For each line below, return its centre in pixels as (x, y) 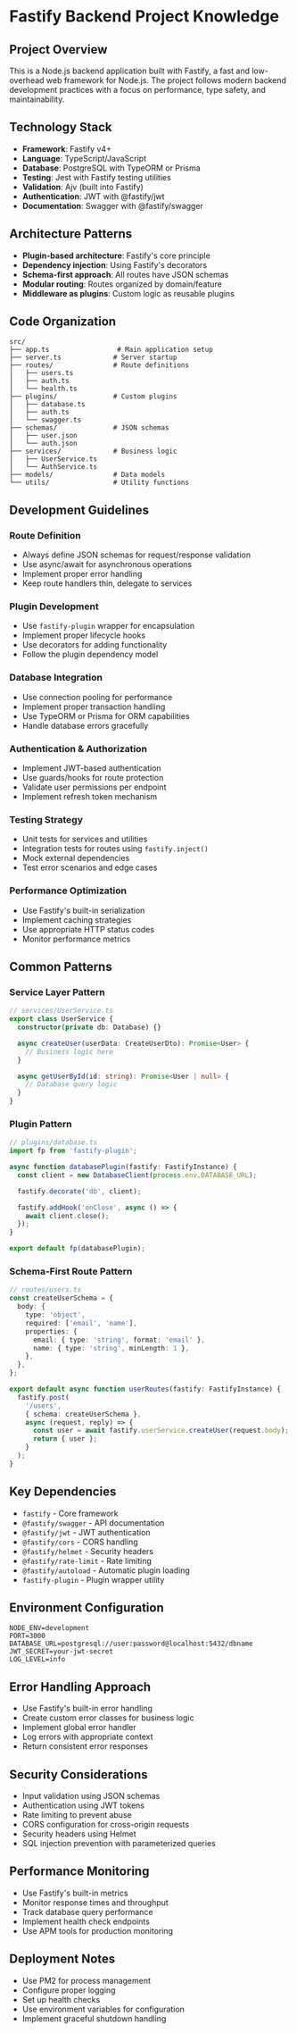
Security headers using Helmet (79, 1834)
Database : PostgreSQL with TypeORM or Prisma (111, 168)
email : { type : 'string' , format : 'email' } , (119, 1340)
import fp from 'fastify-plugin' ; (74, 1151)
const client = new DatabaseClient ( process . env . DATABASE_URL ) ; (137, 1175)
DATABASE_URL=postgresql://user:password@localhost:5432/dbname (131, 1644)
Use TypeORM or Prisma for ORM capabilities (106, 715)
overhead (27, 80)
